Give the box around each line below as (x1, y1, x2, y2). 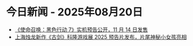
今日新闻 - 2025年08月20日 (6, 5, 143, 19)
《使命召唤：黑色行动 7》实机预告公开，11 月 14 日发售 (14, 26, 148, 33)
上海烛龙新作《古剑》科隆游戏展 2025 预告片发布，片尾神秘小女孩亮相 (14, 33, 187, 40)
